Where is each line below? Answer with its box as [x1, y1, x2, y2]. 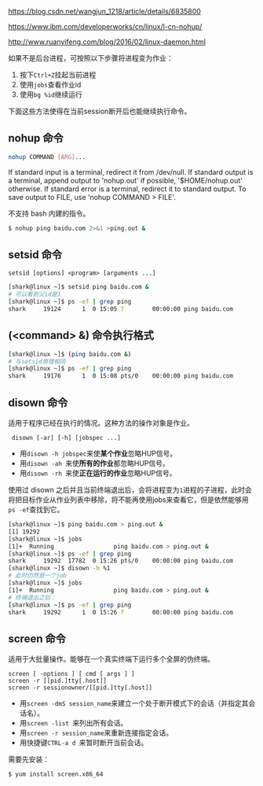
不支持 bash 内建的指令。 [8, 208, 90, 218]
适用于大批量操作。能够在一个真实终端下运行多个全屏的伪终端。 [8, 655, 214, 664]
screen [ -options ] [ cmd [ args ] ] [8, 670, 135, 678]
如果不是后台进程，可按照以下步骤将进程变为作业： [8, 54, 174, 62]
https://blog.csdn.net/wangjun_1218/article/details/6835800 [8, 7, 202, 16]
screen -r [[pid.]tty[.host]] [8, 677, 108, 685]
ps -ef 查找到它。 [8, 505, 64, 514]
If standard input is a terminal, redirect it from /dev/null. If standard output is [8, 167, 254, 176]
